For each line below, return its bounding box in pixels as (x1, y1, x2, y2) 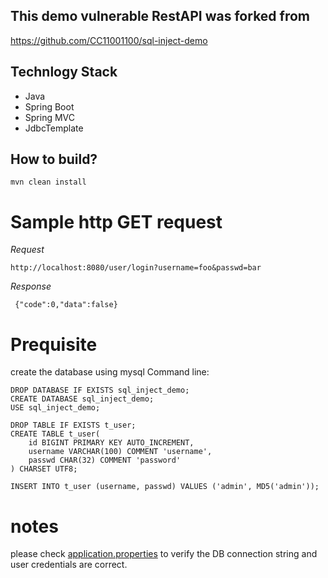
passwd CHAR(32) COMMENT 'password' (28, 455, 182, 466)
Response (10, 280, 52, 293)
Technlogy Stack (10, 64, 118, 81)
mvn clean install (10, 177, 87, 188)
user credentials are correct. (10, 559, 128, 571)
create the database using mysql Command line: (10, 366, 210, 378)
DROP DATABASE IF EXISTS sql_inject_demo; (10, 385, 190, 396)
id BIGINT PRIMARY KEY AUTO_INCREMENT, (28, 438, 195, 448)
